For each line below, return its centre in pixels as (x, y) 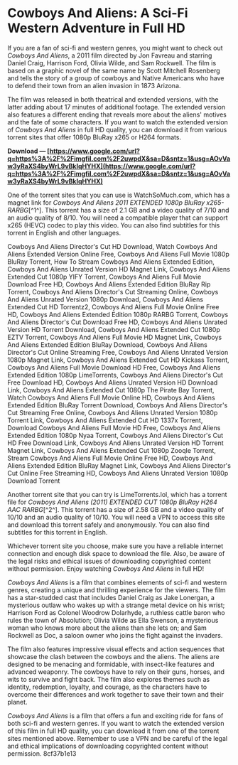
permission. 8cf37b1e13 (42, 753)
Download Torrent (34, 481)
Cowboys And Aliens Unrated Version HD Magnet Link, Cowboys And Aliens (119, 269)
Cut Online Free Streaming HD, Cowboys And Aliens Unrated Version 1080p (118, 473)
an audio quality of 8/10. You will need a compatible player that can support (118, 218)
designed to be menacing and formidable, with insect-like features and (111, 664)
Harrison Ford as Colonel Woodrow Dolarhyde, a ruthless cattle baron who (116, 612)
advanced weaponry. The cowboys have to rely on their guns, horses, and (116, 672)
